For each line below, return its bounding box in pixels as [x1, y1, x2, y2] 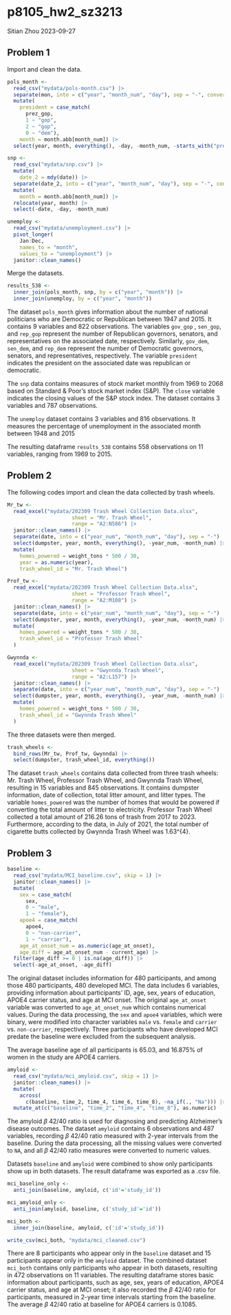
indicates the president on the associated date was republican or [7, 359, 191, 367]
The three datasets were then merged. [7, 730, 116, 739]
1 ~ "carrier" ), [25, 936, 72, 943]
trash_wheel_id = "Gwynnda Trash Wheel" [19, 711, 137, 719]
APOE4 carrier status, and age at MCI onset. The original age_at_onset [7, 996, 207, 1004]
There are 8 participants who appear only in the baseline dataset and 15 [7, 1249, 212, 1257]
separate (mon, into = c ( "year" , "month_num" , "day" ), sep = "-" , [13, 91, 205, 98]
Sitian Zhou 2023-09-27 [7, 27, 76, 35]
